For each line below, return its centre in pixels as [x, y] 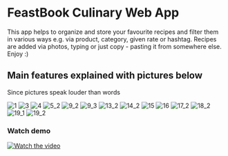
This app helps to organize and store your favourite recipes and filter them [113, 32]
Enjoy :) [18, 54]
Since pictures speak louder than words [64, 92]
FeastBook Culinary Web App [93, 13]
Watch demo [29, 130]
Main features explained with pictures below [105, 76]
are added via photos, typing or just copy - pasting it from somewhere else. [115, 46]
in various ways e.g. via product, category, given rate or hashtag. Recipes [112, 39]
